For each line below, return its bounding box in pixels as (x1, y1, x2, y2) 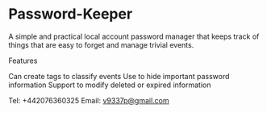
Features (8, 56, 38, 65)
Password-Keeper (8, 5, 133, 23)
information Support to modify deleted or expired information (8, 80, 211, 90)
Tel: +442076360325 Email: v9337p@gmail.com (8, 95, 169, 105)
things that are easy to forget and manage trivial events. (8, 40, 194, 49)
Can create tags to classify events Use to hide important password (8, 71, 230, 81)
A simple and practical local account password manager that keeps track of (8, 31, 260, 41)
